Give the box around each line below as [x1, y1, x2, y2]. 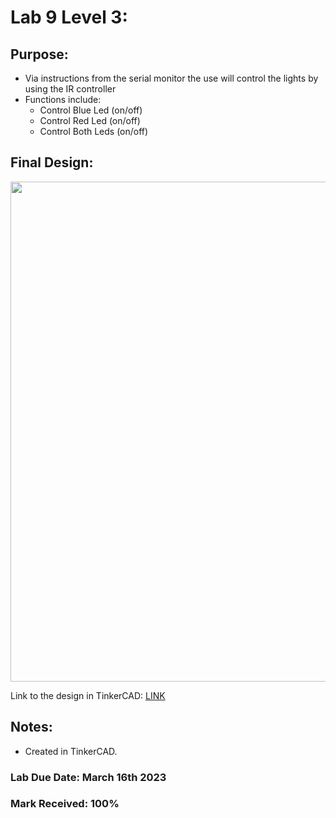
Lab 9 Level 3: [10, 6, 128, 29]
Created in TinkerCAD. [24, 745, 118, 757]
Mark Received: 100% [10, 797, 120, 811]
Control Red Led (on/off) [39, 115, 141, 126]
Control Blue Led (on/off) [39, 104, 143, 116]
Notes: [10, 719, 53, 736]
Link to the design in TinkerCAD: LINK [10, 689, 166, 701]
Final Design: [10, 154, 94, 171]
